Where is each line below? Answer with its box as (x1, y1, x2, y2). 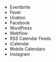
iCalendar (9, 41, 29, 46)
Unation (9, 15, 26, 20)
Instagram (9, 51, 30, 57)
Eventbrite (9, 4, 31, 10)
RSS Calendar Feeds (9, 35, 51, 41)
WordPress (9, 25, 32, 31)
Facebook (9, 20, 30, 26)
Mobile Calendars (9, 46, 45, 52)
